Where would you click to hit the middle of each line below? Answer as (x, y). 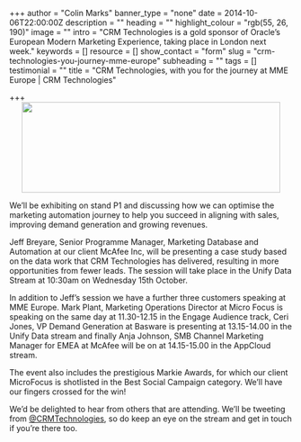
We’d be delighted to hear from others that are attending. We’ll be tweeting (147, 409)
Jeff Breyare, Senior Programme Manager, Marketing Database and (134, 242)
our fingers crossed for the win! (68, 392)
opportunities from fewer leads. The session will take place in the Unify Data (150, 271)
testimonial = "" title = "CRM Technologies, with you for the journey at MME (149, 70)
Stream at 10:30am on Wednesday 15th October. (99, 280)
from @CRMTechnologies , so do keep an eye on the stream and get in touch (150, 419)
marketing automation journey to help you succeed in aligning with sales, (145, 215)
